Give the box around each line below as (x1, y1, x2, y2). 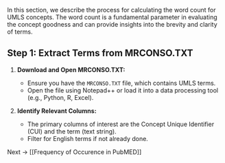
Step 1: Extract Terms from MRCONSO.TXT (7, 47, 193, 59)
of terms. (7, 27, 33, 36)
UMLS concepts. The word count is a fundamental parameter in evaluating (7, 13, 217, 21)
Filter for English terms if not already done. (27, 134, 149, 142)
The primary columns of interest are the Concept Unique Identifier (27, 120, 215, 128)
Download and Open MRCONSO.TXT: (16, 65, 126, 74)
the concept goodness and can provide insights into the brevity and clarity (7, 21, 217, 28)
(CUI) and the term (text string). (27, 127, 117, 136)
